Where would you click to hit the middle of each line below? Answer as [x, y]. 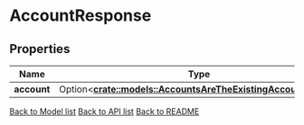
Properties [40, 49]
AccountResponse [81, 16]
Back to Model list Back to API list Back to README [104, 112]
